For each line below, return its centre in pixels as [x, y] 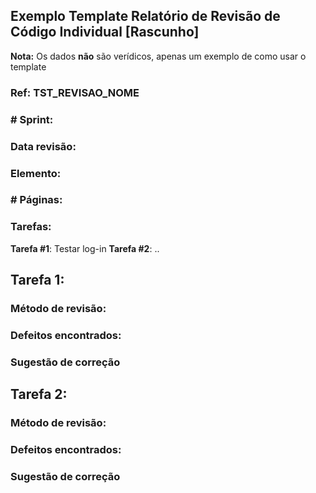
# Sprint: [32, 119]
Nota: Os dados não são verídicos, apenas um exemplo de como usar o [158, 56]
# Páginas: [36, 200]
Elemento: [36, 173]
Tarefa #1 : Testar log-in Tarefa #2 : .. [85, 248]
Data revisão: [43, 146]
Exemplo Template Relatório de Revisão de [145, 16]
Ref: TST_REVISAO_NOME [75, 92]
